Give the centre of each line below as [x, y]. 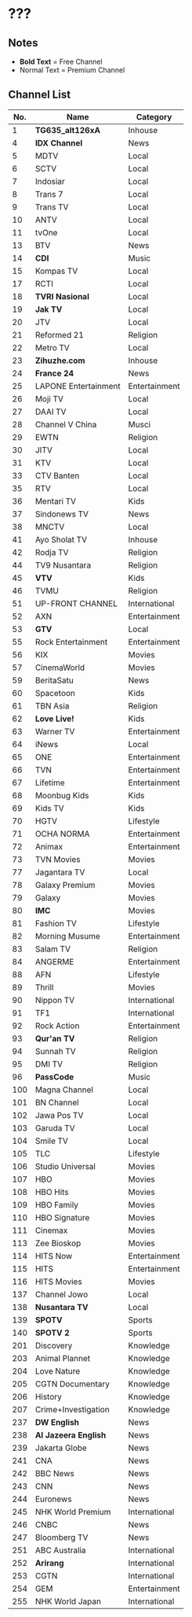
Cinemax [51, 1230]
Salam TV [53, 949]
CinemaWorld [60, 668]
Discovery [54, 1345]
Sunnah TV [55, 1051]
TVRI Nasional [62, 296]
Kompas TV [56, 271]
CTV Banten [57, 475]
